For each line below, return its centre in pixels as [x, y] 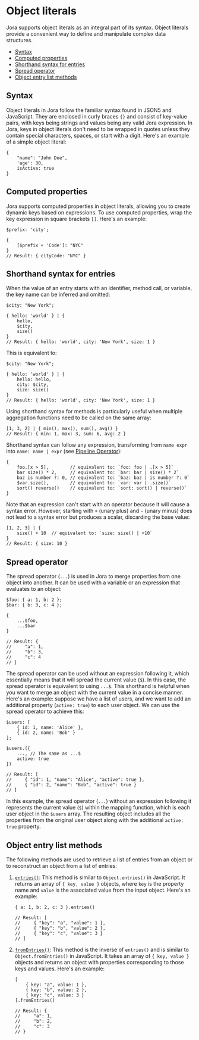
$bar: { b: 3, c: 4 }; [34, 605]
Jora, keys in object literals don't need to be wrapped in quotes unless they [98, 129]
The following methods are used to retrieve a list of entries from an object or [99, 860]
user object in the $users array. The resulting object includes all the [88, 814]
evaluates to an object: [34, 589]
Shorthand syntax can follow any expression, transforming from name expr [97, 445]
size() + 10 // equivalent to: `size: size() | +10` [85, 533]
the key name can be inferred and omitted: [58, 295]
